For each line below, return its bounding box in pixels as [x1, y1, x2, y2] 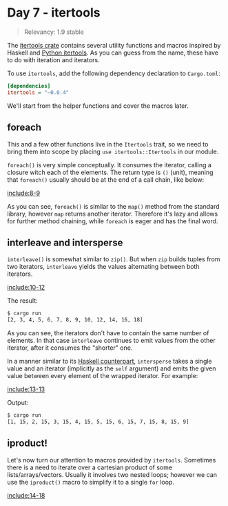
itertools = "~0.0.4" [7, 88, 70, 96]
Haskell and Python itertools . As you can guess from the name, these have [7, 48, 219, 57]
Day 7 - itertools [7, 5, 101, 21]
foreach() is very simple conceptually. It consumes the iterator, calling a [7, 160, 212, 169]
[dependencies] [7, 82, 51, 89]
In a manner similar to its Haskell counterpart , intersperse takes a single [7, 357, 212, 366]
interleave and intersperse [7, 236, 123, 248]
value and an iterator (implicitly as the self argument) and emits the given [7, 364, 216, 373]
